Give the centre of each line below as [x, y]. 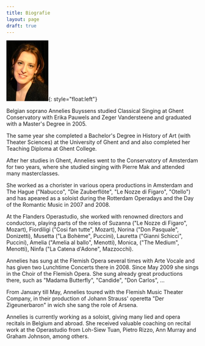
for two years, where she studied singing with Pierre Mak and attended [95, 167]
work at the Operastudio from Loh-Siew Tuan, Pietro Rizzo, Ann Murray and [101, 330]
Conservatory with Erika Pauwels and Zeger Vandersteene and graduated [99, 117]
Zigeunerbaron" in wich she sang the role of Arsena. [72, 305]
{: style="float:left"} [73, 99]
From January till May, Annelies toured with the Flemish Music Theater [95, 292]
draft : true [21, 26]
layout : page [23, 19]
